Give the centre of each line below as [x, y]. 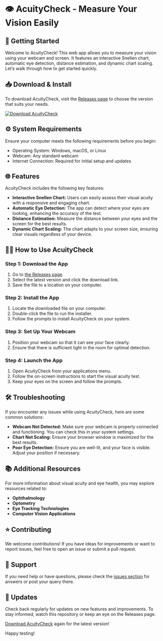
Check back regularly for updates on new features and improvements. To [79, 609]
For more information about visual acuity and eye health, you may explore [80, 483]
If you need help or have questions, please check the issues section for [78, 577]
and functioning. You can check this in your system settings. [73, 432]
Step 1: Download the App [36, 264]
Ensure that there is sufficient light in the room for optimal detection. [81, 347]
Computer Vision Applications [44, 514]
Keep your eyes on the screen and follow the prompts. [67, 382]
